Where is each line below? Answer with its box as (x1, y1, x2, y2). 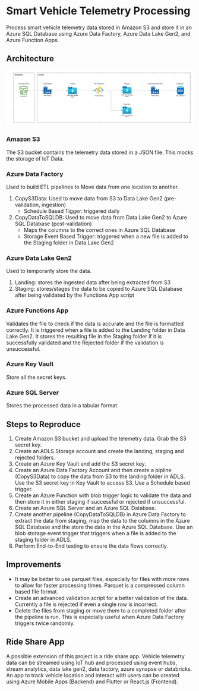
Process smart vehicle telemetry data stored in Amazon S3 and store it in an (6, 24, 192, 31)
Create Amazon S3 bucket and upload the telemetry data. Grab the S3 (14, 435, 187, 442)
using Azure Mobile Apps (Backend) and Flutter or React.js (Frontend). (6, 678, 178, 685)
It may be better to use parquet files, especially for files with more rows (14, 575, 189, 582)
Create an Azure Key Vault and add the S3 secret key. (14, 460, 147, 467)
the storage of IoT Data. (6, 155, 64, 162)
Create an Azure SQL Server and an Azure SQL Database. (14, 504, 156, 511)
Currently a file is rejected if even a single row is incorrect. (14, 601, 158, 608)
